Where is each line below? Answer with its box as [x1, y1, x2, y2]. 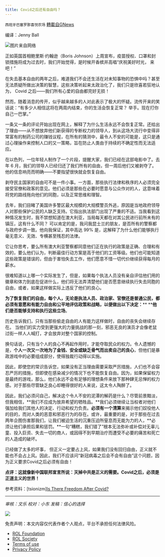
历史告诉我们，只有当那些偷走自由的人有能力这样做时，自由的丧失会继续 [5, 318, 151, 324]
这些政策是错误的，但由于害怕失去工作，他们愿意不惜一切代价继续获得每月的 [5, 256, 160, 261]
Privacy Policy [12, 546, 41, 552]
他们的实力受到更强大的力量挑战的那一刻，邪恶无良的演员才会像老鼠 [19, 324, 157, 330]
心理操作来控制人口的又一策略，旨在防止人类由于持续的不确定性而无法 [9, 140, 151, 146]
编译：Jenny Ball [5, 32, 39, 37]
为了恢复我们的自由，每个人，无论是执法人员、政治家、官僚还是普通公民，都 [5, 295, 160, 301]
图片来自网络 [10, 42, 36, 48]
